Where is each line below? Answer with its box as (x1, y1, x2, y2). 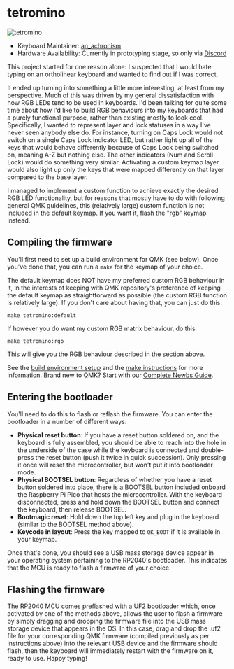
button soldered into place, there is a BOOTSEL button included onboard (17, 483, 226, 491)
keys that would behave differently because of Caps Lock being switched (7, 143, 219, 151)
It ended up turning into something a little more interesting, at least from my (7, 83, 225, 92)
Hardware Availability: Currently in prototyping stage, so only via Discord (17, 49, 227, 57)
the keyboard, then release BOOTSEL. (17, 505, 127, 514)
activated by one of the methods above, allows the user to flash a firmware (7, 610, 223, 618)
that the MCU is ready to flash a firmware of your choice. (7, 563, 171, 572)
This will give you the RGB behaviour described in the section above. (7, 350, 205, 358)
